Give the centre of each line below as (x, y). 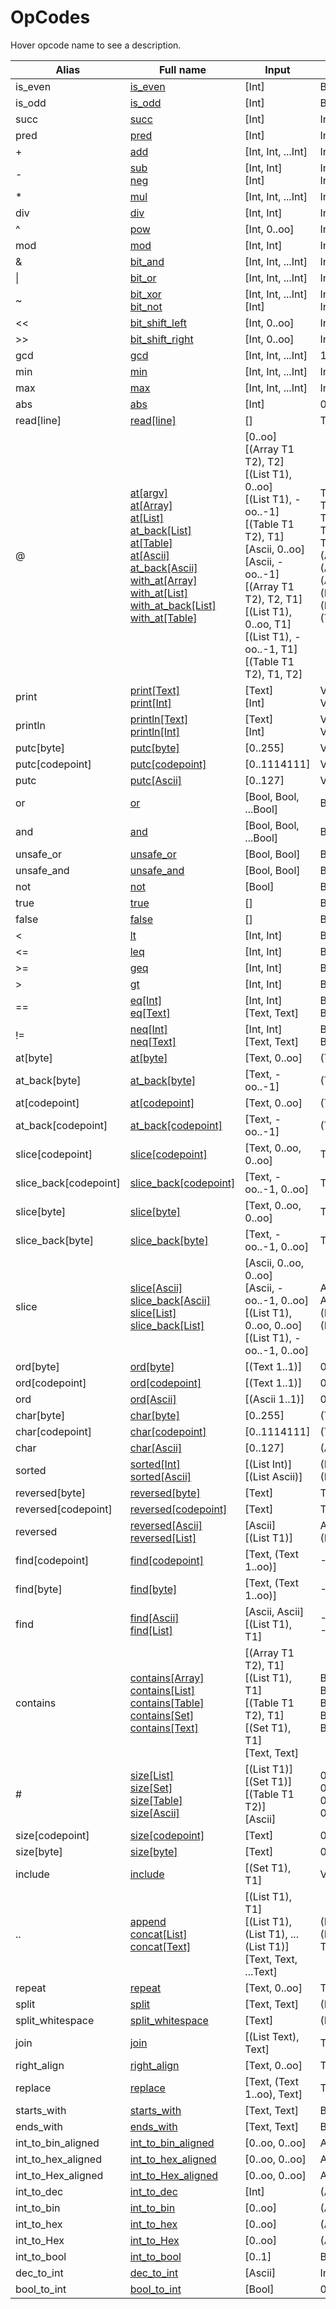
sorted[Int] (155, 1464)
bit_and (147, 261)
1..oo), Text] (273, 2094)
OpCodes (50, 17)
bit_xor (145, 294)
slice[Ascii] (156, 1288)
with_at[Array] (163, 580)
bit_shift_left (158, 323)
